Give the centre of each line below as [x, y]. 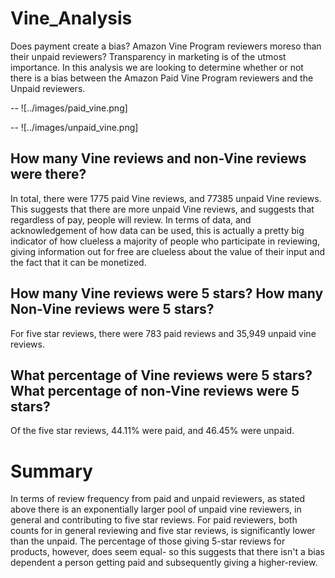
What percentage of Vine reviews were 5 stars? [161, 375]
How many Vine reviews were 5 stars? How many [167, 293]
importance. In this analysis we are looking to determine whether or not [157, 67]
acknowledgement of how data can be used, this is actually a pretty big [157, 230]
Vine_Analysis [71, 18]
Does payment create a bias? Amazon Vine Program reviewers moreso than [166, 46]
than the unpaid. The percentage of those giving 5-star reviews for [148, 541]
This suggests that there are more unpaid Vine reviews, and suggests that [162, 209]
